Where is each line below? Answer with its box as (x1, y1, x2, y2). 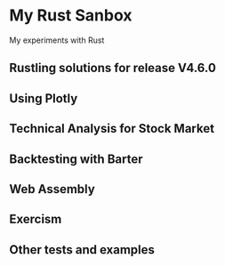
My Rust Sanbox (9, 5, 133, 26)
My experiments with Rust (9, 35, 105, 45)
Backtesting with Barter (9, 151, 144, 166)
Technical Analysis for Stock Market (9, 121, 215, 136)
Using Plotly (9, 91, 78, 106)
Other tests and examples (9, 242, 156, 257)
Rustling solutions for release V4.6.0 (9, 60, 216, 76)
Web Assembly (9, 181, 95, 197)
